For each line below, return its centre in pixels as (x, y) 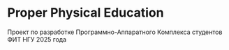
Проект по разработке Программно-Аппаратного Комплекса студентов (115, 32)
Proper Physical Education (86, 13)
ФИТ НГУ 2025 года (37, 39)
